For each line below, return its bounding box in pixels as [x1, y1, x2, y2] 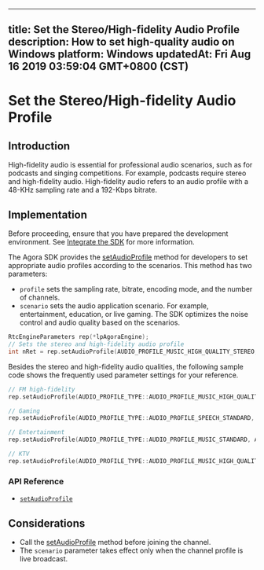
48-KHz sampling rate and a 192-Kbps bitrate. [8, 186, 157, 195]
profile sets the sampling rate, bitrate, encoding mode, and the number [19, 285, 253, 294]
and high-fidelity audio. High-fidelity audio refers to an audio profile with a [8, 177, 249, 186]
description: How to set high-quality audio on [8, 35, 235, 49]
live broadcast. [19, 553, 68, 563]
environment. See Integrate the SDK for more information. [8, 237, 195, 247]
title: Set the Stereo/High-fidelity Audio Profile [8, 23, 240, 36]
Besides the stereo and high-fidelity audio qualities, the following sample [8, 362, 244, 371]
